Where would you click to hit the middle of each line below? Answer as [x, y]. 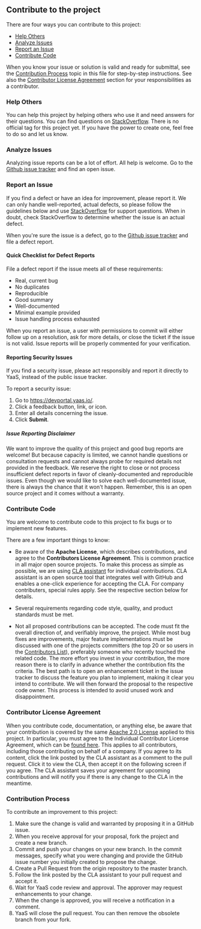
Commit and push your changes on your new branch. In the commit [98, 849]
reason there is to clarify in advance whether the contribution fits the [100, 665]
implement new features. [37, 528]
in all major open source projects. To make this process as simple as [99, 565]
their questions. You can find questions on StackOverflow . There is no [92, 121]
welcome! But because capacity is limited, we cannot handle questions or [97, 455]
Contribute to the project [53, 10]
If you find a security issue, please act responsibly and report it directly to [97, 371]
